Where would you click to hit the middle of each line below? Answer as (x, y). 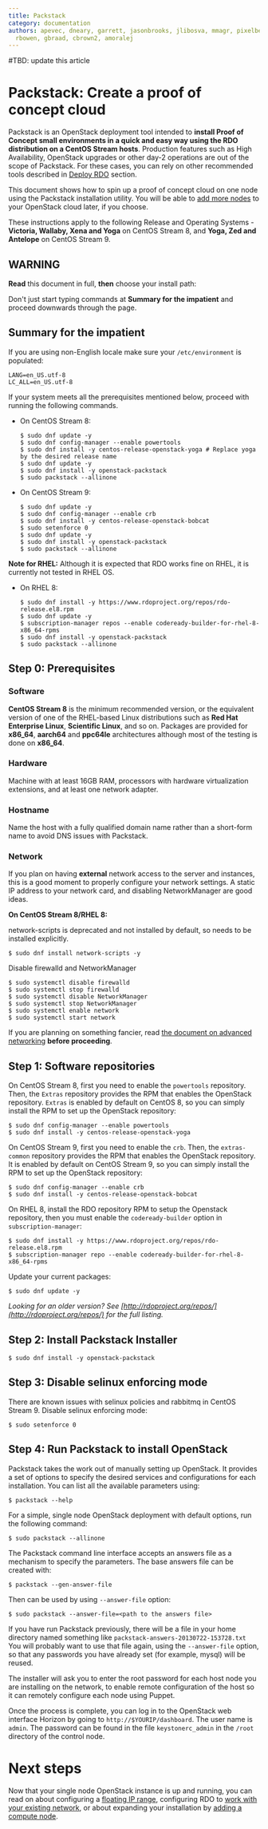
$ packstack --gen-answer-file (60, 1585)
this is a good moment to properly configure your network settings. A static (132, 883)
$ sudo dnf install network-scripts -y (75, 954)
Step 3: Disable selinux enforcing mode (108, 1383)
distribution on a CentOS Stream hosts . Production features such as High (130, 149)
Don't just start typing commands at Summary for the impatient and (121, 299)
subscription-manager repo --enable (76, 1255)
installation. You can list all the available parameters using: (104, 1486)
